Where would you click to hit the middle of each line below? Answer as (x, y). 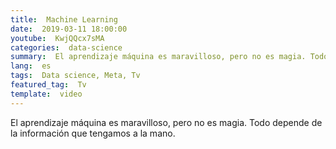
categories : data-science (66, 47)
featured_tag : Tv (48, 85)
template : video (46, 94)
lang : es (31, 66)
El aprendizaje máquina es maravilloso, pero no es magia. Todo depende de (166, 122)
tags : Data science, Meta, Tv (75, 76)
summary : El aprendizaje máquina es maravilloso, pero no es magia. (158, 57)
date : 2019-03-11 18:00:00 (69, 29)
